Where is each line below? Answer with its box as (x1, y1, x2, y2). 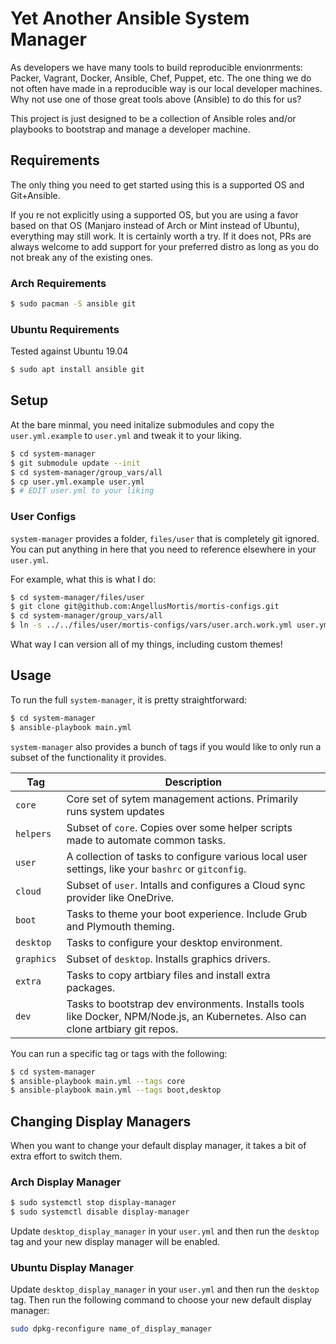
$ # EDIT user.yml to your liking (10, 486, 155, 496)
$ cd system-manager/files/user (10, 592, 145, 602)
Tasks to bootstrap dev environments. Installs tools (66, 997, 305, 1011)
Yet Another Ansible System (10, 7, 250, 30)
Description (164, 775, 222, 789)
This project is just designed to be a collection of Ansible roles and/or (10, 112, 297, 124)
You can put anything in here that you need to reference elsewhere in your (10, 543, 317, 555)
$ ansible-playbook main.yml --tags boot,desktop (10, 1085, 222, 1096)
